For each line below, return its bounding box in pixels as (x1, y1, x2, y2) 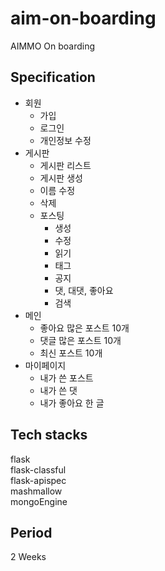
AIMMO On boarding (10, 40, 96, 52)
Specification (10, 69, 96, 86)
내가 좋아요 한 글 (39, 397, 105, 409)
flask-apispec (10, 474, 67, 486)
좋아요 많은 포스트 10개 (39, 322, 130, 334)
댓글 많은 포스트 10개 (39, 334, 122, 346)
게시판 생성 (39, 172, 83, 184)
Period (10, 524, 53, 541)
